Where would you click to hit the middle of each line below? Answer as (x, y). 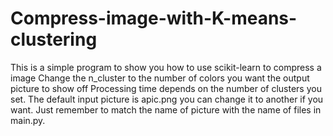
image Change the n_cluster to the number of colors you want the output (160, 78)
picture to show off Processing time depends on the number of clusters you (166, 88)
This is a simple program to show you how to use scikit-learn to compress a (166, 67)
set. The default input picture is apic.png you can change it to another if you (167, 99)
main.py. (28, 120)
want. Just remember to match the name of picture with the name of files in (166, 109)
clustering (54, 39)
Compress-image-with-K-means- (154, 18)
